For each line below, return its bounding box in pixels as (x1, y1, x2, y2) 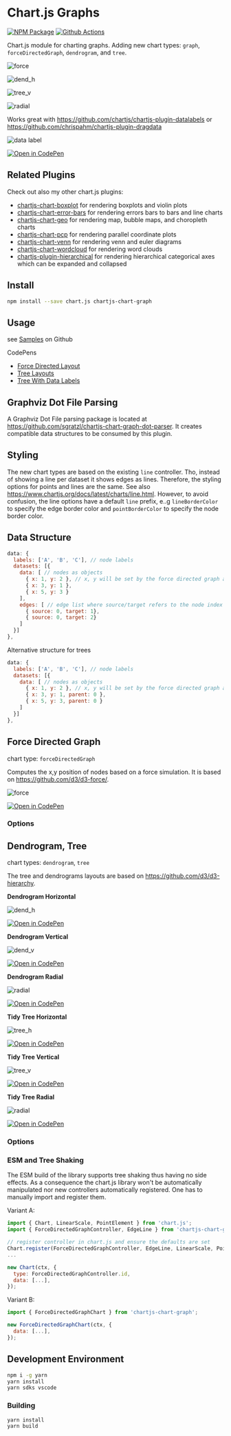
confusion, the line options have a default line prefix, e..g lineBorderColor (7, 497, 219, 505)
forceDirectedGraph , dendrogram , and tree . (7, 48, 127, 57)
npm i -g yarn (7, 1371, 48, 1379)
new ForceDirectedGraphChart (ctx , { (7, 1322, 112, 1328)
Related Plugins (7, 169, 76, 181)
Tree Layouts (16, 369, 55, 377)
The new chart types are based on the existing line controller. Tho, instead (7, 468, 220, 476)
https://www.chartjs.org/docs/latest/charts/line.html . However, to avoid (7, 490, 208, 498)
